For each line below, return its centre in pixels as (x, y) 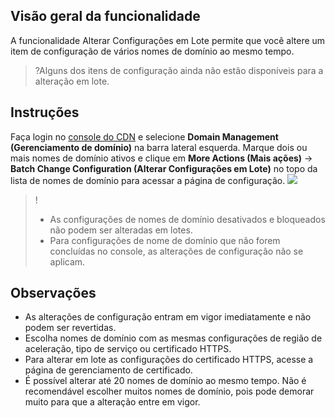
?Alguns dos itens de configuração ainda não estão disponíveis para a (179, 70)
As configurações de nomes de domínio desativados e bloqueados (187, 219)
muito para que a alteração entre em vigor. (112, 402)
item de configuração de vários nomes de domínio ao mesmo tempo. (152, 51)
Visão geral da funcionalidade (105, 16)
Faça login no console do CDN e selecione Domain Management (144, 136)
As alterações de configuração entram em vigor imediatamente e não (168, 317)
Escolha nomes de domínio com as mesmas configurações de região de (173, 338)
